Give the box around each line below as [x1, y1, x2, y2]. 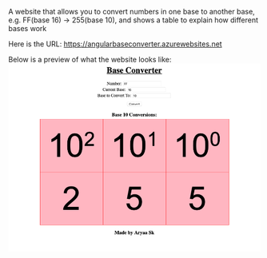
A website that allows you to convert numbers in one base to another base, [8, 7, 256, 16]
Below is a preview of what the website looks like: [8, 55, 172, 64]
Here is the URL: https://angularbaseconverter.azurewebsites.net [8, 39, 222, 49]
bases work [8, 24, 47, 33]
